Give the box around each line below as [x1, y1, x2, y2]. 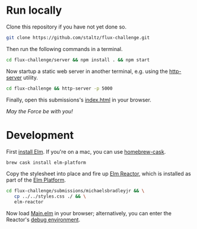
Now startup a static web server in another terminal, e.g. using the [6, 68, 168, 75]
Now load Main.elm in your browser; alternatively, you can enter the [6, 210, 172, 217]
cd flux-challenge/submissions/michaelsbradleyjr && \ [6, 188, 145, 194]
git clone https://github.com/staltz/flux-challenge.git [6, 34, 150, 40]
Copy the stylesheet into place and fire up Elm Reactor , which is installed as [6, 170, 191, 177]
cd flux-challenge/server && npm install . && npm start [6, 57, 150, 63]
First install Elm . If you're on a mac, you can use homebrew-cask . [6, 148, 166, 155]
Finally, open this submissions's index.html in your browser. [6, 96, 151, 103]
